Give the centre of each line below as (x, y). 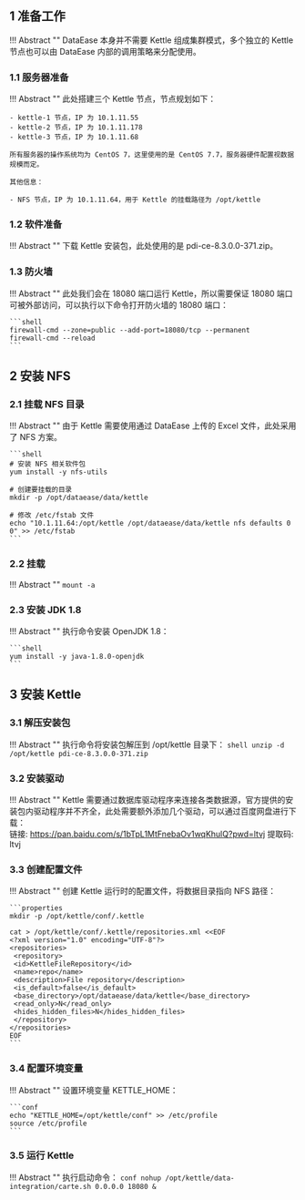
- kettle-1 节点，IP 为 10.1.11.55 (74, 118)
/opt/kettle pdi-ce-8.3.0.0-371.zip (79, 754)
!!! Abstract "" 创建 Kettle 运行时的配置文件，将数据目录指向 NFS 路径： (143, 891)
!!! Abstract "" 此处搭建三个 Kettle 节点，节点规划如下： (113, 99)
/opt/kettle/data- (200, 1178)
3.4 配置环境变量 (46, 1069)
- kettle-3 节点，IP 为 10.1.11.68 (74, 138)
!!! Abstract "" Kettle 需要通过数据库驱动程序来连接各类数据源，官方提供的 (147, 799)
